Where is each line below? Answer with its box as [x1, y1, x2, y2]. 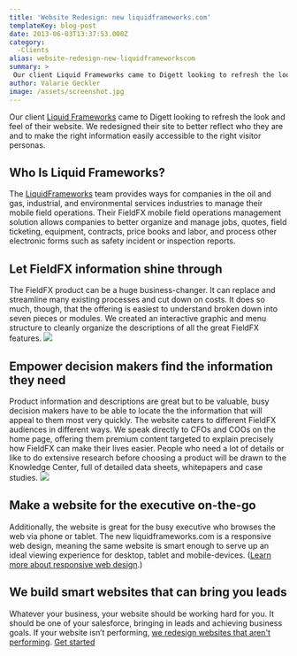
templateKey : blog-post [9, 21, 97, 30]
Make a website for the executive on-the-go [9, 498, 256, 513]
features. [9, 333, 42, 343]
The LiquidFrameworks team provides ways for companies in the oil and [9, 189, 272, 199]
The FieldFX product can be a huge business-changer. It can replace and [9, 285, 276, 296]
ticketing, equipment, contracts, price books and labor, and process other [9, 227, 277, 237]
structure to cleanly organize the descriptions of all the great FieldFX [9, 322, 259, 333]
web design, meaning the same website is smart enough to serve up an [9, 540, 270, 551]
